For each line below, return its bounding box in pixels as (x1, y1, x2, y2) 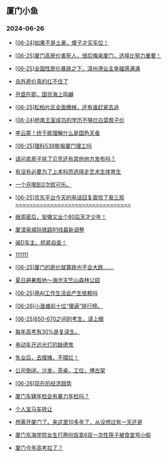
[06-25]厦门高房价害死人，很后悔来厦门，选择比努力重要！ (15, 52, 162, 59)
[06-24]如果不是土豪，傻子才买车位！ (15, 39, 109, 46)
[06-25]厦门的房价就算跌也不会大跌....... (15, 263, 114, 271)
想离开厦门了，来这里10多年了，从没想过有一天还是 (15, 418, 143, 425)
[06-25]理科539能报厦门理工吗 (15, 142, 92, 149)
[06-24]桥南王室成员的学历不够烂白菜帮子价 (15, 116, 125, 123)
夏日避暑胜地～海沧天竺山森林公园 (15, 276, 100, 283)
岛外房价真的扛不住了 (15, 78, 68, 85)
